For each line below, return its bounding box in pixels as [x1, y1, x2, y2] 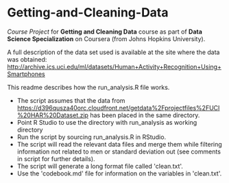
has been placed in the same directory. [90, 111, 200, 119]
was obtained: [7, 55, 47, 63]
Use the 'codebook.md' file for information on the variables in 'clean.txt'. [16, 169, 222, 178]
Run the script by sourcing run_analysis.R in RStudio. [16, 132, 167, 141]
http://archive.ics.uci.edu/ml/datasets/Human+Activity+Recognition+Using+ [7, 62, 221, 71]
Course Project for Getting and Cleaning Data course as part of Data [7, 27, 202, 36]
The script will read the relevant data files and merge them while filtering [16, 140, 223, 148]
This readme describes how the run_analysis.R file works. [7, 83, 170, 91]
